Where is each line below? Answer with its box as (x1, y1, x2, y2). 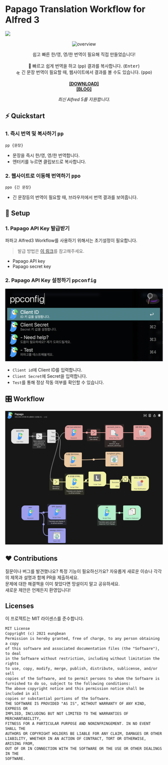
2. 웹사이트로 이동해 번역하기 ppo (5, 172, 81, 179)
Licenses (5, 601, 34, 610)
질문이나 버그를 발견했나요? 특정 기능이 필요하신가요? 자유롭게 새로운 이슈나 (5, 568, 152, 574)
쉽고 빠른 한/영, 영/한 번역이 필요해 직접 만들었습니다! (32, 51, 136, 57)
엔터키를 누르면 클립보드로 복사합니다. (12, 159, 86, 165)
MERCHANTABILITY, (5, 716, 41, 721)
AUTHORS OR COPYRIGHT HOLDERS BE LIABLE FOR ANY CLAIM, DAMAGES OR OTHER (5, 731, 162, 736)
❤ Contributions (5, 554, 58, 563)
